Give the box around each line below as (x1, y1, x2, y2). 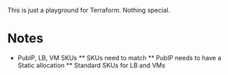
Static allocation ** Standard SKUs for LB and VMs (17, 61, 166, 69)
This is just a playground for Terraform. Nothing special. (7, 6, 171, 14)
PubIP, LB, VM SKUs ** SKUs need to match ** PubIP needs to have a (17, 53, 222, 62)
